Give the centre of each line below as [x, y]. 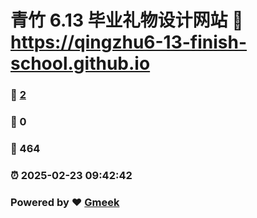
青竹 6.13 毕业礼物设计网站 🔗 [127, 20]
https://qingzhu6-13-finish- [129, 42]
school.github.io [80, 63]
